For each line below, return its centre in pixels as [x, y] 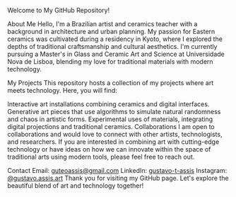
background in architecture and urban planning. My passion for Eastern [111, 32]
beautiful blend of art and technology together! [76, 186]
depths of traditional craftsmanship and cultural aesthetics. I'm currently [112, 46]
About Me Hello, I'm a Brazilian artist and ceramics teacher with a [102, 24]
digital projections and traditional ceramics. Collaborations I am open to [111, 126]
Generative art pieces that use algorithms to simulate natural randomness [114, 112]
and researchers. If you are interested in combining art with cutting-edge [113, 142]
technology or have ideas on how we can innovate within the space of [109, 149]
